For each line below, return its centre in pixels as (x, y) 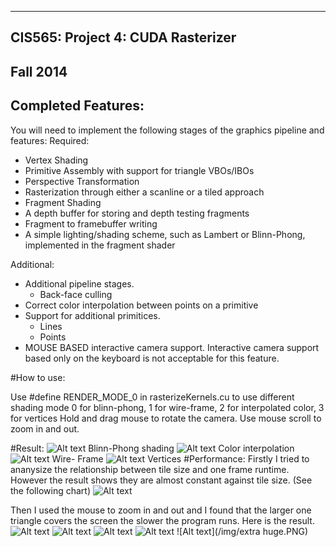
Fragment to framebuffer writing (91, 223)
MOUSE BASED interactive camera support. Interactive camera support (172, 347)
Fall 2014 (39, 71)
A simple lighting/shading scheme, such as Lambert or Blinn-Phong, (165, 234)
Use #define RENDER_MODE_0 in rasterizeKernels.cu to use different (152, 397)
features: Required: (50, 140)
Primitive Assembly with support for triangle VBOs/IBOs (139, 170)
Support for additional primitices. (92, 315)
